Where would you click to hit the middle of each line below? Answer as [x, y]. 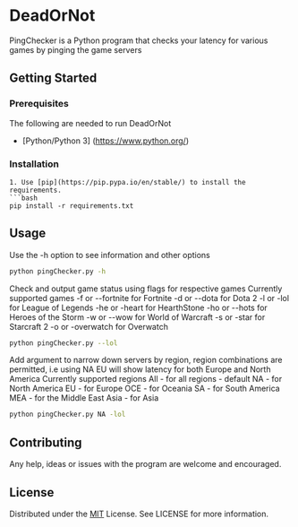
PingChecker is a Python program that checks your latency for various [139, 40]
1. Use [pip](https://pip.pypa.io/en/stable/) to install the [128, 182]
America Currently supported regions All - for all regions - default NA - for [146, 379]
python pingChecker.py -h [57, 271]
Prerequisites [39, 104]
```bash [24, 198]
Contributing [46, 442]
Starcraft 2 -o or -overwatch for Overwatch [89, 326]
